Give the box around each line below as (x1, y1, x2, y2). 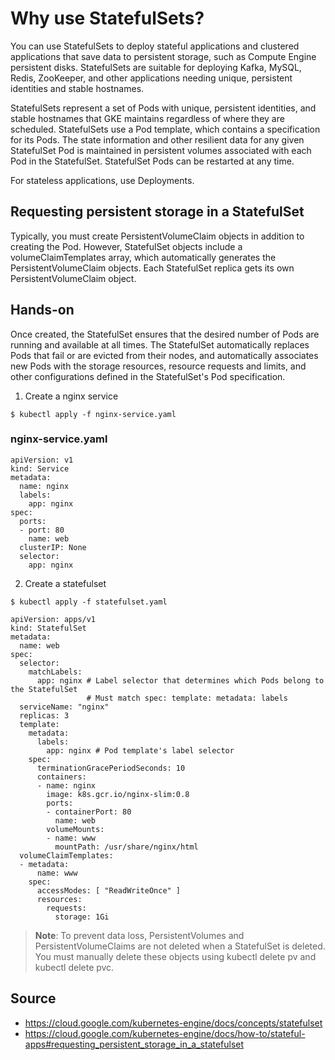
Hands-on (10, 302, 75, 319)
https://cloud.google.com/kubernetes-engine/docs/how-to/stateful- (24, 1027, 306, 1039)
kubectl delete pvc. (34, 961, 115, 973)
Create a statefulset (24, 577, 107, 589)
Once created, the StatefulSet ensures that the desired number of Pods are (10, 328, 320, 340)
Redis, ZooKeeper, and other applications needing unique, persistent (10, 72, 293, 84)
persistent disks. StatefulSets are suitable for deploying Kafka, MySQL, (10, 61, 302, 73)
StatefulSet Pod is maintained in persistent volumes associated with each (10, 144, 312, 156)
